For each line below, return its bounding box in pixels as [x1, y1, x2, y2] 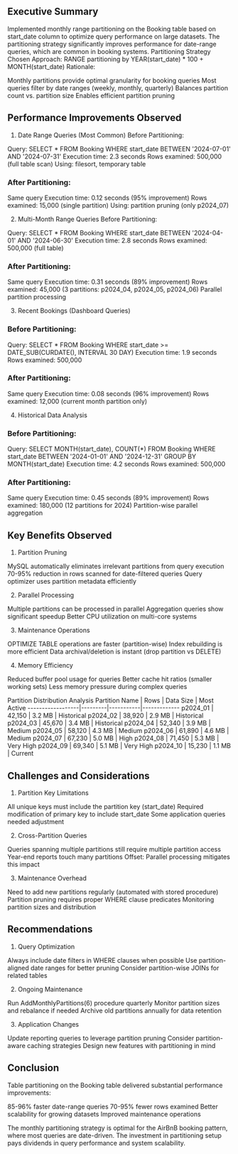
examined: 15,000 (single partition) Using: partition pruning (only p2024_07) [7, 201, 229, 209]
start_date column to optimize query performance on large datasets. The [7, 32, 220, 41]
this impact [7, 860, 40, 869]
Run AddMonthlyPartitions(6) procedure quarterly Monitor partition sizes [7, 998, 220, 1007]
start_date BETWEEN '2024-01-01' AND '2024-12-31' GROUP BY [7, 452, 197, 461]
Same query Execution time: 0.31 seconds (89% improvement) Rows [7, 277, 208, 287]
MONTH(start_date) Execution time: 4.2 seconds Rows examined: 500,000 [7, 460, 226, 469]
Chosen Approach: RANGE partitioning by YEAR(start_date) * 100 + [7, 55, 204, 63]
